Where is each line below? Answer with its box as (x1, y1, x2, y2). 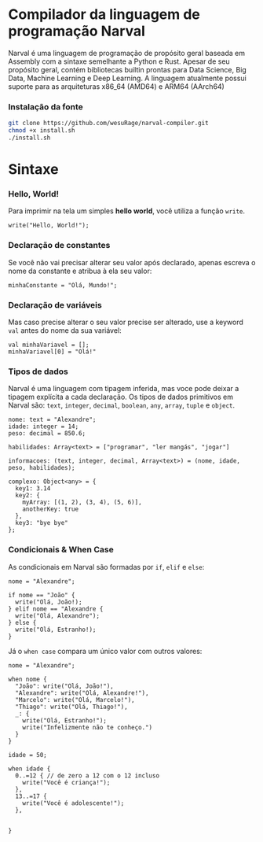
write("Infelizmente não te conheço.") (22, 723, 153, 731)
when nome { (8, 675, 47, 683)
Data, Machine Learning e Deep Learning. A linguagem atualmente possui (8, 73, 247, 83)
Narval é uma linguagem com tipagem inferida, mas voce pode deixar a (8, 384, 239, 393)
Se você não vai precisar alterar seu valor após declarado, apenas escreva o (8, 257, 256, 267)
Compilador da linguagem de (8, 6, 200, 24)
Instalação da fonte (8, 101, 84, 112)
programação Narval (8, 22, 145, 40)
